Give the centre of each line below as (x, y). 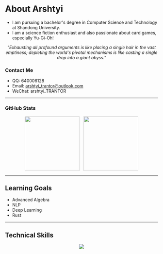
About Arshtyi (34, 9)
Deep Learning (27, 210)
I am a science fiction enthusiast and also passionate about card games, (84, 33)
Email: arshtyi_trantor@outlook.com (48, 86)
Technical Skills (29, 235)
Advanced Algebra (31, 200)
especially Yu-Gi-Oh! (33, 38)
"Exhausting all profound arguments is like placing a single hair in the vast (81, 47)
